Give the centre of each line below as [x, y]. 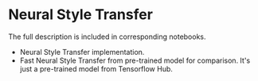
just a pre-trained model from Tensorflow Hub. [96, 68]
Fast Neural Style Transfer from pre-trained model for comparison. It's [135, 60]
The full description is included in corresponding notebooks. [107, 37]
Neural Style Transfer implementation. [82, 52]
